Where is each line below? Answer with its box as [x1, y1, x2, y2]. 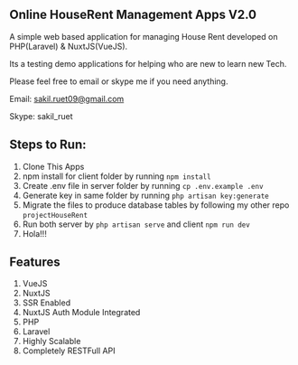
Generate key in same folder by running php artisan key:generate [22, 190, 269, 201]
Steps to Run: [9, 137, 88, 153]
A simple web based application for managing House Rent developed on [9, 31, 278, 42]
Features [9, 255, 61, 270]
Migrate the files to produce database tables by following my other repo [22, 199, 290, 211]
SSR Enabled [22, 297, 70, 308]
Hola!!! [22, 228, 47, 239]
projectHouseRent [22, 211, 88, 220]
